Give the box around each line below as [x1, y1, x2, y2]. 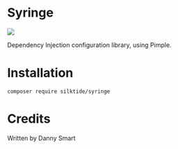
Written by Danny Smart [7, 134, 76, 142]
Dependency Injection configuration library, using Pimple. [7, 40, 172, 49]
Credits [7, 111, 51, 127]
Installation [7, 65, 74, 81]
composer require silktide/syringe [7, 88, 111, 95]
